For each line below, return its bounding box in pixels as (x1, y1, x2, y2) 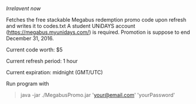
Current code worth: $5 (6, 46, 63, 53)
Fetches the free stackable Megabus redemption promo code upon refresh (6, 16, 187, 23)
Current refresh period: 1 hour (6, 58, 78, 64)
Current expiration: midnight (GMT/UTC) (6, 69, 104, 75)
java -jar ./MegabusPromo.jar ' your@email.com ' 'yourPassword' (20, 92, 176, 98)
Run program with (6, 80, 50, 87)
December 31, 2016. (6, 35, 54, 41)
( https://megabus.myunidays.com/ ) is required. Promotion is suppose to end (6, 29, 190, 36)
